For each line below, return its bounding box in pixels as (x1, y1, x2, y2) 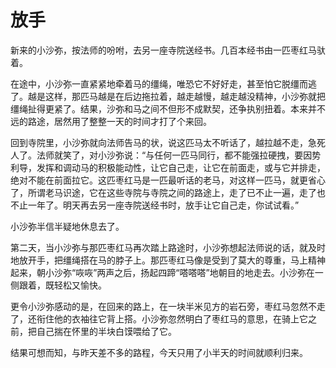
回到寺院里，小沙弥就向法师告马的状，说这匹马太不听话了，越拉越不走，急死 (10, 136, 326, 148)
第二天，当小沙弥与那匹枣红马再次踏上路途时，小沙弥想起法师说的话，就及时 (10, 241, 326, 253)
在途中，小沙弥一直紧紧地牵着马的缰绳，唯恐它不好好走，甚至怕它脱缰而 (10, 77, 308, 90)
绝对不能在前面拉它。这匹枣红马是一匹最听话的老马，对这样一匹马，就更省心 (10, 174, 326, 186)
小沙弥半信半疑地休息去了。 (10, 220, 125, 232)
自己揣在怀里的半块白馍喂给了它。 (36, 325, 177, 337)
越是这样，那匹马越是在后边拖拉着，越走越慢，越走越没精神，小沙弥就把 (27, 90, 326, 102)
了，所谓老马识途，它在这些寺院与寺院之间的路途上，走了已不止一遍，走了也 (10, 186, 326, 198)
